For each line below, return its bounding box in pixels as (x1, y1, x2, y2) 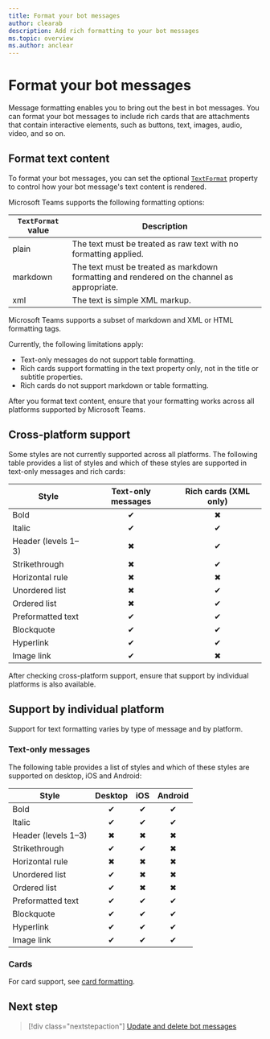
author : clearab (8, 19, 63, 27)
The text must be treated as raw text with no (72, 238, 239, 249)
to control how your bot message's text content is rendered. (8, 182, 207, 192)
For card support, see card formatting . (8, 977, 135, 987)
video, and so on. (8, 129, 66, 138)
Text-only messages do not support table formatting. (19, 355, 195, 365)
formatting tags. (8, 324, 62, 333)
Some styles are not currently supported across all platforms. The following (8, 449, 259, 459)
